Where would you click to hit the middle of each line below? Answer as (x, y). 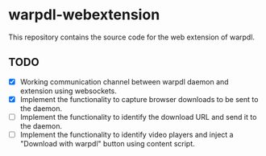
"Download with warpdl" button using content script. (107, 144)
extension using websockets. (68, 91)
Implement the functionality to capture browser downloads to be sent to (139, 99)
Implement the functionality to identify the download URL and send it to (138, 117)
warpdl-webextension (84, 15)
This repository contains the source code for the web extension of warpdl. (132, 37)
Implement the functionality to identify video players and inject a (127, 134)
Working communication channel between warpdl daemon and (124, 81)
